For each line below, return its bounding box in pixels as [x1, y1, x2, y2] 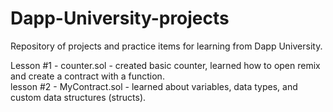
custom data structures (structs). [10, 91, 147, 103]
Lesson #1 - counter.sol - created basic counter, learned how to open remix [10, 59, 321, 71]
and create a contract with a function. [10, 70, 165, 82]
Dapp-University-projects [10, 7, 230, 30]
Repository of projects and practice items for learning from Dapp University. [10, 40, 323, 52]
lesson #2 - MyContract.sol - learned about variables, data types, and [10, 80, 298, 92]
